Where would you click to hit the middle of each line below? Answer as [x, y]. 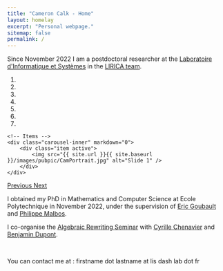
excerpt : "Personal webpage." [51, 26]
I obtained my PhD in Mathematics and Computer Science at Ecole [102, 199]
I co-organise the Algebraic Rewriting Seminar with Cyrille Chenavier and [111, 227]
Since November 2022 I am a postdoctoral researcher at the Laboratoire [110, 59]
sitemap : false [29, 33]
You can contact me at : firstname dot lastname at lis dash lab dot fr [104, 261]
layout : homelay [30, 20]
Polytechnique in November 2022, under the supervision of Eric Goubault [111, 206]
